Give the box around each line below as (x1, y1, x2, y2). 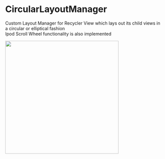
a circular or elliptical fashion (5, 25, 65, 31)
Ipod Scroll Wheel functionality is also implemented (5, 31, 112, 37)
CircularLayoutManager (5, 4, 107, 15)
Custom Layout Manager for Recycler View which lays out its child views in (5, 20, 160, 26)
